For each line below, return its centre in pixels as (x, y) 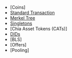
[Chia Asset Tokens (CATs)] (39, 29)
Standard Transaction (32, 13)
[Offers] (18, 45)
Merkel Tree (22, 18)
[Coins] (18, 7)
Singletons (21, 23)
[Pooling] (19, 50)
